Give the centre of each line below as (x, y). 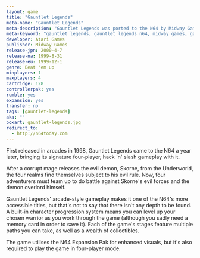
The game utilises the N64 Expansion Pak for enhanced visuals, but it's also (99, 242)
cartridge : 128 (25, 84)
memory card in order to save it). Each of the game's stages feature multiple (100, 224)
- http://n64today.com (40, 134)
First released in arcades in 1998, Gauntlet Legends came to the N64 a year (99, 150)
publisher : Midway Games (37, 45)
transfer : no (22, 106)
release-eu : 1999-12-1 (34, 61)
